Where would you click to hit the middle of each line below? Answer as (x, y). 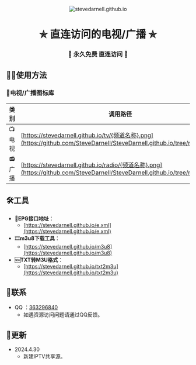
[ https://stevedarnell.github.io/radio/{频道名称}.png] (92, 165)
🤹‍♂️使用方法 (27, 75)
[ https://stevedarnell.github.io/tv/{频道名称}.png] (87, 136)
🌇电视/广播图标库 (30, 93)
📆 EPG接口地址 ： (34, 218)
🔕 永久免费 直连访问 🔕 (98, 54)
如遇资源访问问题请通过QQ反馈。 (63, 315)
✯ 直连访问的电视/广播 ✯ (98, 35)
